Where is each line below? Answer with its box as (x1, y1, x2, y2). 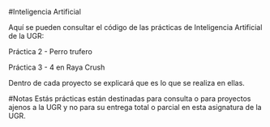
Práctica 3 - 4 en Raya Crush (8, 62, 105, 72)
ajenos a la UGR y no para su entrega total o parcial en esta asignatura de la (8, 103, 262, 112)
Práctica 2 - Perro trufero (8, 47, 93, 56)
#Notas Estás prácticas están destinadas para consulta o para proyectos (8, 94, 251, 104)
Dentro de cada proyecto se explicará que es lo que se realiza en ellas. (8, 78, 245, 87)
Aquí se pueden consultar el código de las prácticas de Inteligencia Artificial (8, 23, 263, 32)
